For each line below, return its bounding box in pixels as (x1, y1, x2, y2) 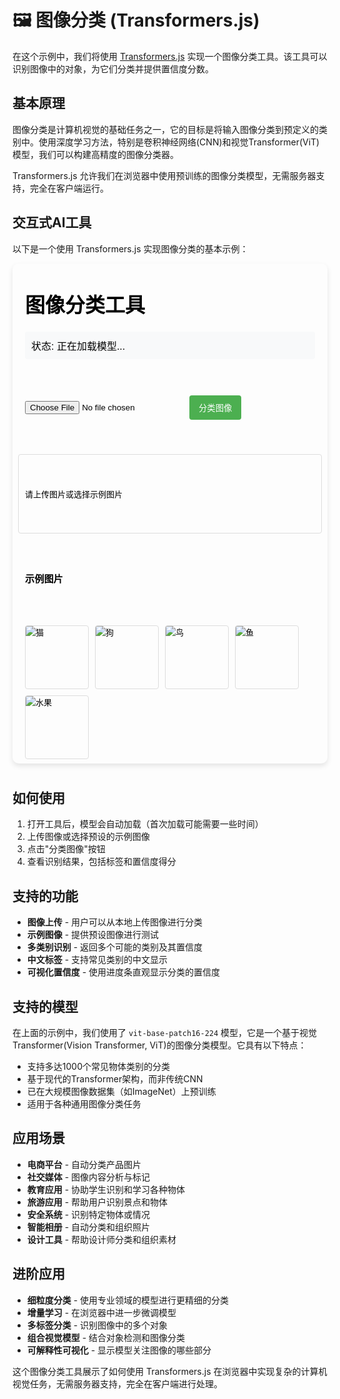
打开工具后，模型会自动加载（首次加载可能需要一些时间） (26, 818, 264, 830)
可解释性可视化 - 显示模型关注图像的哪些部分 (26, 1344, 212, 1356)
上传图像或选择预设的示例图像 (26, 831, 150, 843)
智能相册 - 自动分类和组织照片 (26, 1221, 151, 1233)
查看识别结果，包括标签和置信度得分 (26, 856, 177, 868)
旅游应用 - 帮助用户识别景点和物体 (26, 1196, 169, 1208)
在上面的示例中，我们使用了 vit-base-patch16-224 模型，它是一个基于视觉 (12, 1027, 318, 1038)
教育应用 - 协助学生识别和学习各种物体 (26, 1183, 186, 1195)
